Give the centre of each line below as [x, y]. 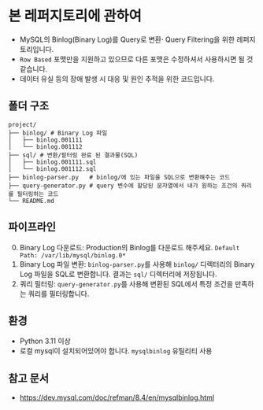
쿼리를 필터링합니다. [59, 294]
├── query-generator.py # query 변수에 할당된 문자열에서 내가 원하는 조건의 [123, 186]
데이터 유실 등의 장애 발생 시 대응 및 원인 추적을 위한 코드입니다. [117, 79]
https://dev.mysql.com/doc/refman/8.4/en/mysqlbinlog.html [117, 397]
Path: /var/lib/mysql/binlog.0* [72, 255]
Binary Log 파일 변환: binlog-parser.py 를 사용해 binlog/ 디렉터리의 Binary [137, 264]
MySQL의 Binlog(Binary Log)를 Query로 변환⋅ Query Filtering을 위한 [127, 39]
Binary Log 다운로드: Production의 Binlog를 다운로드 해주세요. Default [130, 247]
